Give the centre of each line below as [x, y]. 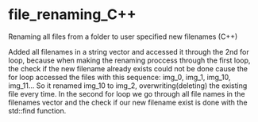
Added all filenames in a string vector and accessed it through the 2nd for [129, 51]
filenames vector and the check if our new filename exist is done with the [128, 102]
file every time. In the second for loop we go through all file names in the [127, 93]
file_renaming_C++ [72, 15]
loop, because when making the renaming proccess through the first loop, [129, 60]
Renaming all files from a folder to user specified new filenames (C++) [123, 36]
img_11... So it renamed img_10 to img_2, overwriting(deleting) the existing [128, 86]
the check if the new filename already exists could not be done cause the [128, 68]
